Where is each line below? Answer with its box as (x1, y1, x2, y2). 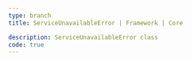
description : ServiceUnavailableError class (8, 33, 158, 41)
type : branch (8, 11, 52, 20)
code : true (8, 40, 45, 48)
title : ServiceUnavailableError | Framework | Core (8, 19, 183, 27)
